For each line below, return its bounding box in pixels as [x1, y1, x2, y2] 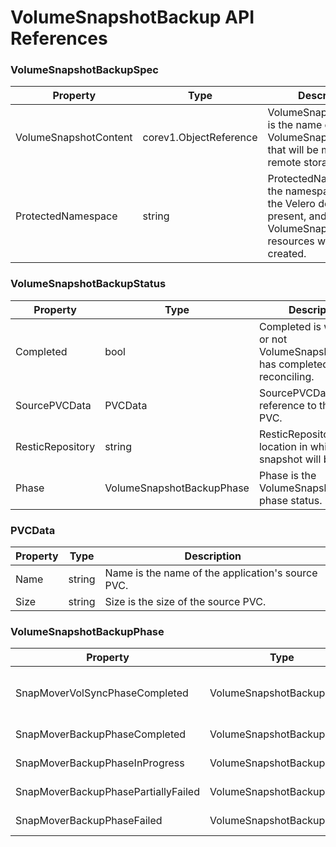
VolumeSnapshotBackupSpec [10, 63, 159, 77]
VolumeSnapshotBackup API [10, 6, 255, 29]
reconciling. [258, 369, 315, 383]
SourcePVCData [15, 398, 92, 412]
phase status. [258, 493, 323, 507]
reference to [258, 398, 317, 412]
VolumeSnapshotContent [15, 131, 133, 145]
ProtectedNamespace [15, 209, 118, 223]
